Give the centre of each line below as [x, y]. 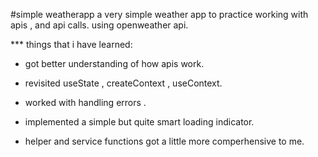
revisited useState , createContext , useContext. [123, 83]
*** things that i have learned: [71, 44]
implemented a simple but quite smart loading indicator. [139, 122]
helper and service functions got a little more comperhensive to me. [164, 141]
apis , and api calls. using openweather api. [99, 25]
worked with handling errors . [85, 102]
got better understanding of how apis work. [114, 63]
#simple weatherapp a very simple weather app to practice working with [159, 14]
